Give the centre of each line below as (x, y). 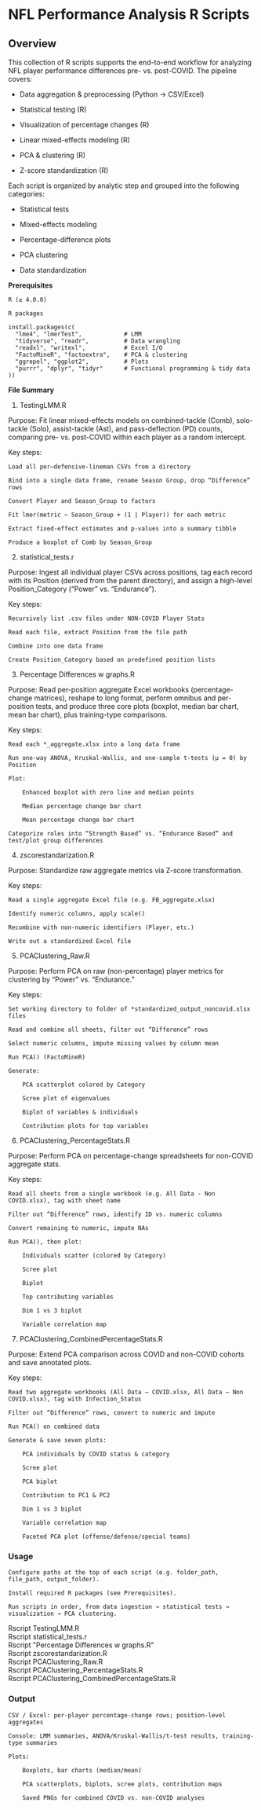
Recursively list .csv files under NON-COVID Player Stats (107, 619)
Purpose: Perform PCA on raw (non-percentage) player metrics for (116, 971)
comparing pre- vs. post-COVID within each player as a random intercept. (127, 437)
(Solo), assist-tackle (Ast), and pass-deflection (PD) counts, (126, 429)
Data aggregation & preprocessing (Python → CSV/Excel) (112, 94)
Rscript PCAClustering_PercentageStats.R (76, 1670)
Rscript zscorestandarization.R (58, 1654)
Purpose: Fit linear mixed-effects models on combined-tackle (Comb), (121, 420)
